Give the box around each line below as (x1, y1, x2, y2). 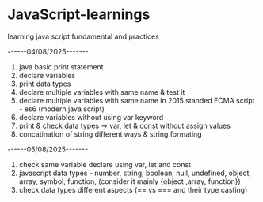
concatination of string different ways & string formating (18, 129, 203, 139)
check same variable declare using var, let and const (18, 159, 192, 169)
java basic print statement (18, 62, 104, 72)
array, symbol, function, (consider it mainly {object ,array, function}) (18, 176, 241, 186)
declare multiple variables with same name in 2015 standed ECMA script (18, 95, 255, 105)
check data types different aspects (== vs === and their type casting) (18, 185, 248, 194)
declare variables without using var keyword (18, 112, 164, 122)
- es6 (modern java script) (18, 104, 105, 114)
